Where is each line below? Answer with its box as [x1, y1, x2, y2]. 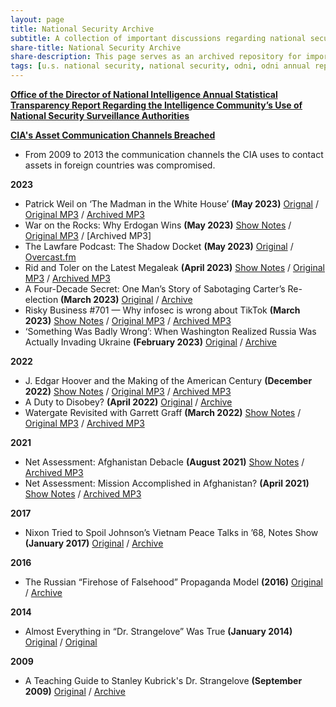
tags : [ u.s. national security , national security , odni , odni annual [10, 61, 311, 71]
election [24, 294, 59, 305]
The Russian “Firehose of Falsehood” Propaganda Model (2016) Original [24, 576, 323, 588]
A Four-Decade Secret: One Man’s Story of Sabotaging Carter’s [24, 283, 286, 295]
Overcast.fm [24, 251, 77, 263]
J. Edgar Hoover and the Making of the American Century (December [24, 375, 313, 386]
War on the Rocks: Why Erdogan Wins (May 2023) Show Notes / [24, 219, 292, 231]
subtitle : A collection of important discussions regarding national [10, 33, 307, 43]
